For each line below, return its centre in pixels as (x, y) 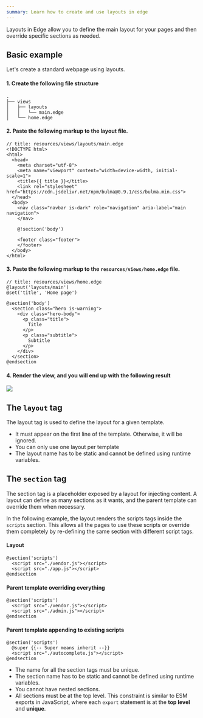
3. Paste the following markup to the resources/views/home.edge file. (93, 269)
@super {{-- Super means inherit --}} (61, 648)
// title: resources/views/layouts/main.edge (65, 144)
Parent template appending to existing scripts (65, 630)
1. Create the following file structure (53, 83)
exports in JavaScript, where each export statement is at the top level (102, 702)
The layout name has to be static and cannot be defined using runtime (103, 453)
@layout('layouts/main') (38, 288)
